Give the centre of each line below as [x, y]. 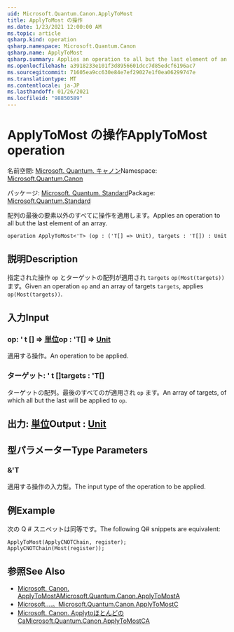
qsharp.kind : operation [42, 40]
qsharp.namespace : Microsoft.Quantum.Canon [72, 46]
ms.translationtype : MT [42, 79]
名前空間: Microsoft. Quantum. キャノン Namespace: [82, 170]
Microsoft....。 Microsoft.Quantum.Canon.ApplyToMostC [98, 604]
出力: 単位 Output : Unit [57, 424]
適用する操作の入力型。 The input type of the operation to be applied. [107, 486]
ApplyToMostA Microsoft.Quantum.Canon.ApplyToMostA [98, 596]
